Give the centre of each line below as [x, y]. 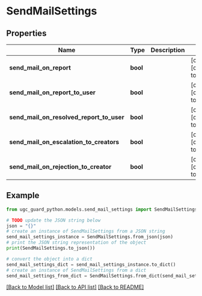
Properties [26, 33]
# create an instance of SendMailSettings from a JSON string [86, 231]
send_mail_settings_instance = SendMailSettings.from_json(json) [90, 237]
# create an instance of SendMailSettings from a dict [76, 270]
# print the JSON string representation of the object [76, 243]
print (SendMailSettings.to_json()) [51, 248]
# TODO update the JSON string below [54, 220]
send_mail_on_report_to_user [53, 92]
